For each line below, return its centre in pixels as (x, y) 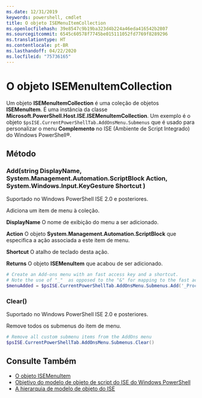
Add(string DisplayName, (44, 171)
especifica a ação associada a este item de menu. (68, 240)
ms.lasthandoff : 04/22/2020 (41, 51)
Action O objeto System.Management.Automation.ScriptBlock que (91, 234)
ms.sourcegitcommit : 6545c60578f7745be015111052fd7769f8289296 (87, 34)
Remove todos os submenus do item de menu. (64, 326)
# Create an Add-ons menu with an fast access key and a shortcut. (93, 275)
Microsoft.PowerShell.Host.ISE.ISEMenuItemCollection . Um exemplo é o (98, 115)
